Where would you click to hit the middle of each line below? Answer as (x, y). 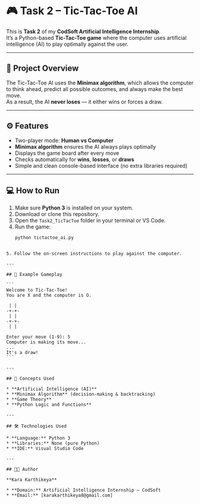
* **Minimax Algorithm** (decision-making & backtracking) (81, 395)
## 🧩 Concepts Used (30, 379)
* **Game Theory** (29, 400)
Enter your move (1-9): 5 (38, 337)
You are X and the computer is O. (49, 295)
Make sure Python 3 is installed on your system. (74, 208)
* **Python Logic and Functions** (49, 405)
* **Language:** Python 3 (38, 438)
